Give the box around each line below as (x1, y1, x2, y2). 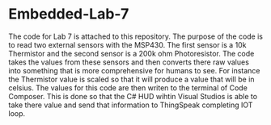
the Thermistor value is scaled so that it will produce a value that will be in (8, 74, 255, 84)
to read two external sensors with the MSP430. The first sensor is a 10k (8, 40, 247, 49)
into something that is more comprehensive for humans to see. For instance (8, 65, 260, 75)
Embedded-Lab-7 (8, 5, 129, 23)
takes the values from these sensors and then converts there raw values (8, 57, 249, 67)
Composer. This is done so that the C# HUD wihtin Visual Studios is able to (8, 91, 257, 101)
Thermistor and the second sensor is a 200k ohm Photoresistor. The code (8, 48, 255, 58)
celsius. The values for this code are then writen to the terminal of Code (8, 82, 248, 93)
